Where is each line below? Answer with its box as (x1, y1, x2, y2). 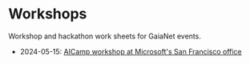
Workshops (8, 5, 87, 23)
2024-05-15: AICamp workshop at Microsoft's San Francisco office (19, 46, 242, 56)
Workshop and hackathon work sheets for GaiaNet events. (8, 31, 202, 41)
